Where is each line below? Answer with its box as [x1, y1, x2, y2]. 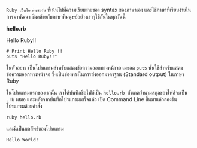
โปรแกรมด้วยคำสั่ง [6, 102, 43, 110]
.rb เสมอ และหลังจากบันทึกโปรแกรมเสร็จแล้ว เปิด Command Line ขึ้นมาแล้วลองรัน [6, 96, 178, 102]
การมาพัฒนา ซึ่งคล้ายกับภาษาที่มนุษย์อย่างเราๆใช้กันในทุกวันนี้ [6, 13, 126, 20]
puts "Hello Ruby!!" [6, 53, 58, 59]
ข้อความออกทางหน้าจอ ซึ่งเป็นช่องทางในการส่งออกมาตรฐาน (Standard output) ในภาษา [6, 71, 184, 78]
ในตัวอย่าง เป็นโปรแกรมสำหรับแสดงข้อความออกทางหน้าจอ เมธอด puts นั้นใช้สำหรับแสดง [6, 64, 183, 71]
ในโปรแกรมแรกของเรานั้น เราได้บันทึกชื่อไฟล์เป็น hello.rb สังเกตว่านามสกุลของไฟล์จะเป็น [6, 89, 188, 96]
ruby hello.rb [6, 114, 42, 120]
